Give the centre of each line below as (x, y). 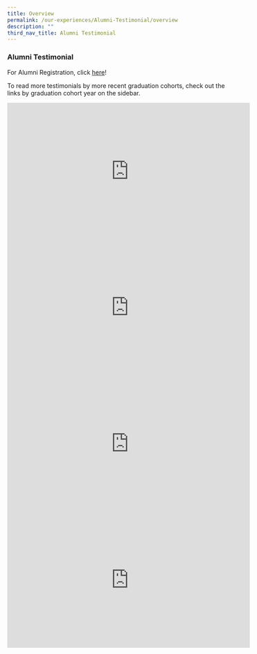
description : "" (30, 26)
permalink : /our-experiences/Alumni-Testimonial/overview (92, 20)
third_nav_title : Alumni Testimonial (62, 33)
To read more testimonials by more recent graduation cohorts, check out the (116, 85)
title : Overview (30, 13)
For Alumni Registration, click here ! (57, 72)
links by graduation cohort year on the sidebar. (74, 93)
